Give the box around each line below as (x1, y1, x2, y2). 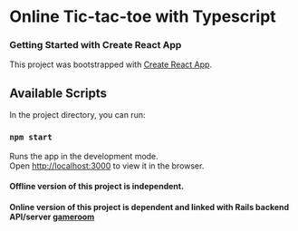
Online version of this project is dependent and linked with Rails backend (9, 201, 290, 212)
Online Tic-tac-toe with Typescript (9, 6, 276, 27)
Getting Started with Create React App (9, 39, 182, 52)
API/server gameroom (9, 211, 95, 222)
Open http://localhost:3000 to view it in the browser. (9, 160, 205, 171)
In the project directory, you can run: (9, 110, 146, 120)
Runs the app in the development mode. (9, 150, 159, 161)
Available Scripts (9, 85, 107, 101)
